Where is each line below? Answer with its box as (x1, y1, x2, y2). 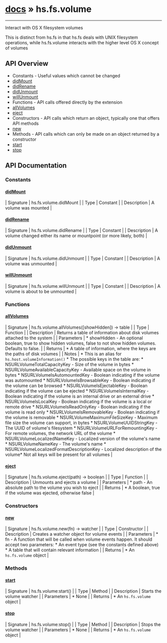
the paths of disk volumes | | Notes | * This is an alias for (5, 351, 122, 357)
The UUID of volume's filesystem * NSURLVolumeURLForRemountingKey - (5, 425, 158, 431)
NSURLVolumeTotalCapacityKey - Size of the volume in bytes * (5, 362, 134, 367)
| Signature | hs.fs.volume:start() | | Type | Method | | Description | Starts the (5, 588, 162, 594)
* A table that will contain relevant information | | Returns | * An (5, 547, 135, 553)
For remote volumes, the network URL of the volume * (5, 430, 116, 436)
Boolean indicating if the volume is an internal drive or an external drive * (5, 393, 155, 399)
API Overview (5, 59, 49, 68)
